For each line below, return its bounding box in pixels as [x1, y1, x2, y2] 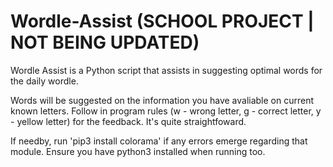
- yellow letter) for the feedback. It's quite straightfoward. [10, 115, 247, 127]
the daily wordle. [10, 75, 79, 87]
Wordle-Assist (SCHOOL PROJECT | [10, 10, 315, 33]
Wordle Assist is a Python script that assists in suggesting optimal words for [10, 64, 323, 76]
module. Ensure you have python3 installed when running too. [10, 145, 266, 157]
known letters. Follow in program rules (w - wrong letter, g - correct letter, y [10, 105, 322, 117]
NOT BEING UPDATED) [10, 31, 200, 54]
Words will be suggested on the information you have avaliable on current [10, 94, 315, 106]
